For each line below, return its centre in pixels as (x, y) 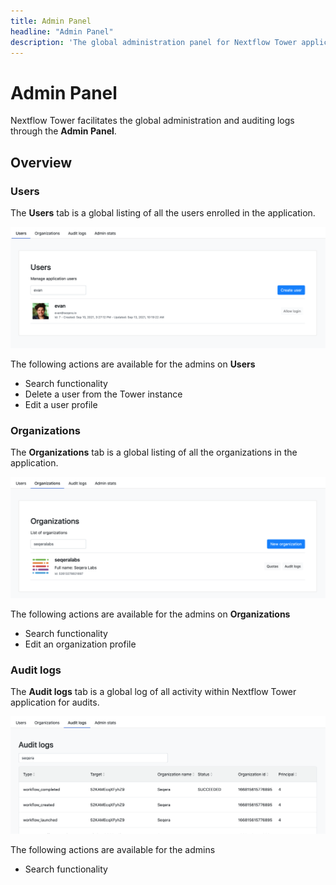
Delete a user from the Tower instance (103, 394)
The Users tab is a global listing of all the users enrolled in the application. (163, 213)
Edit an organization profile (80, 644)
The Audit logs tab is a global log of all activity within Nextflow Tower (153, 692)
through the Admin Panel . (63, 131)
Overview (41, 162)
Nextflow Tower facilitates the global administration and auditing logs (152, 121)
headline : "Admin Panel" (62, 31)
